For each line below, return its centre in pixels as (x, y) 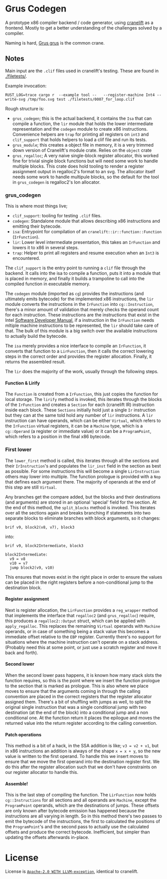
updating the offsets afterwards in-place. (47, 837)
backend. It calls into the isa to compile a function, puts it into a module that (83, 273)
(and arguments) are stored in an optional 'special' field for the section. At (81, 502)
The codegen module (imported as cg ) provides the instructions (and (75, 294)
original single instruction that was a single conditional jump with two (76, 707)
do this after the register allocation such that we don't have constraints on (81, 767)
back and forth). (22, 652)
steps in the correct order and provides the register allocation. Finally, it (79, 356)
